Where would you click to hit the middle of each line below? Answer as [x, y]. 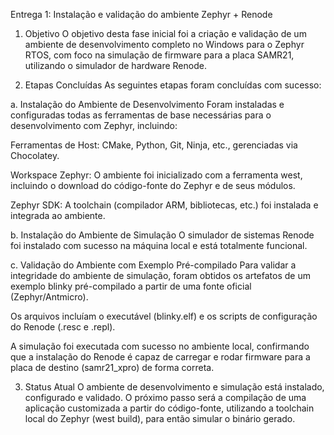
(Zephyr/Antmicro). [49, 297]
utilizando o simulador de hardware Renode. [115, 65]
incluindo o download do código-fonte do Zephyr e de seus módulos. [153, 185]
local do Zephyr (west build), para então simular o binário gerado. [160, 418]
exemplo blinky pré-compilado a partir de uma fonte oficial [131, 286]
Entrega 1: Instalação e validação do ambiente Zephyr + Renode [141, 14]
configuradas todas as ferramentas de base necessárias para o [141, 115]
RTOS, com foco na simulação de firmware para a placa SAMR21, [159, 55]
